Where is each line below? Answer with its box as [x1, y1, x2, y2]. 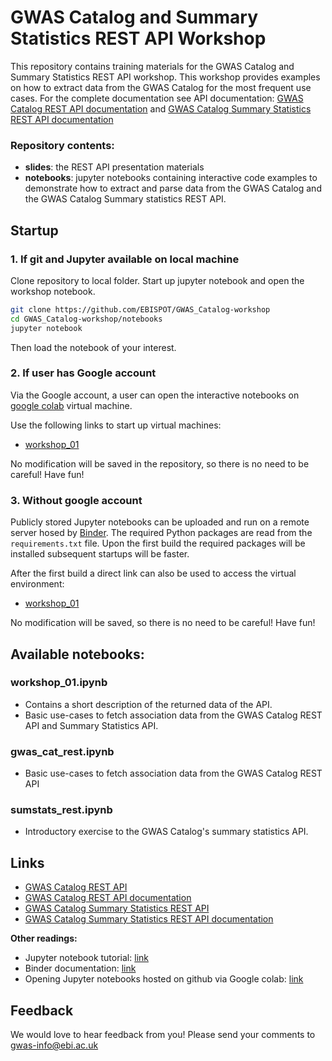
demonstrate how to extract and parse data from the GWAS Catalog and [24, 182, 322, 195]
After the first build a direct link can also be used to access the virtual [10, 567, 297, 580]
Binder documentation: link [24, 962, 137, 975]
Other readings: [10, 932, 78, 945]
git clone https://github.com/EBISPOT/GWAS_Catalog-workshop [10, 304, 271, 315]
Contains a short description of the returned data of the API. [24, 698, 273, 710]
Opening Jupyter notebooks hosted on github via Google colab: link [24, 973, 304, 985]
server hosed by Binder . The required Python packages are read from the [10, 527, 313, 539]
